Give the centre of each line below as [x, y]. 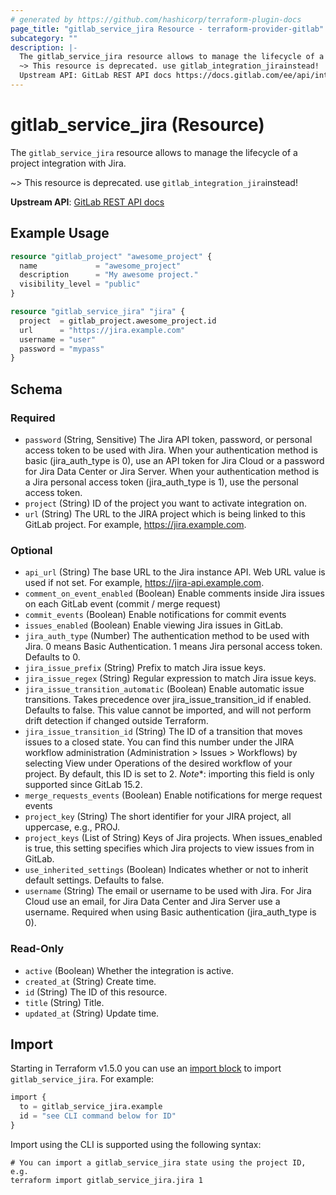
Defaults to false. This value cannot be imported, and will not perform [168, 710]
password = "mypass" [62, 349]
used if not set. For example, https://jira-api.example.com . [144, 583]
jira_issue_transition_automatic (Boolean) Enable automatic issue [164, 689]
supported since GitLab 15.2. [83, 785]
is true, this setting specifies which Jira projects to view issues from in [169, 848]
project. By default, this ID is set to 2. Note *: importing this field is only [169, 774]
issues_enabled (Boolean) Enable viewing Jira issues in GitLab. [154, 625]
